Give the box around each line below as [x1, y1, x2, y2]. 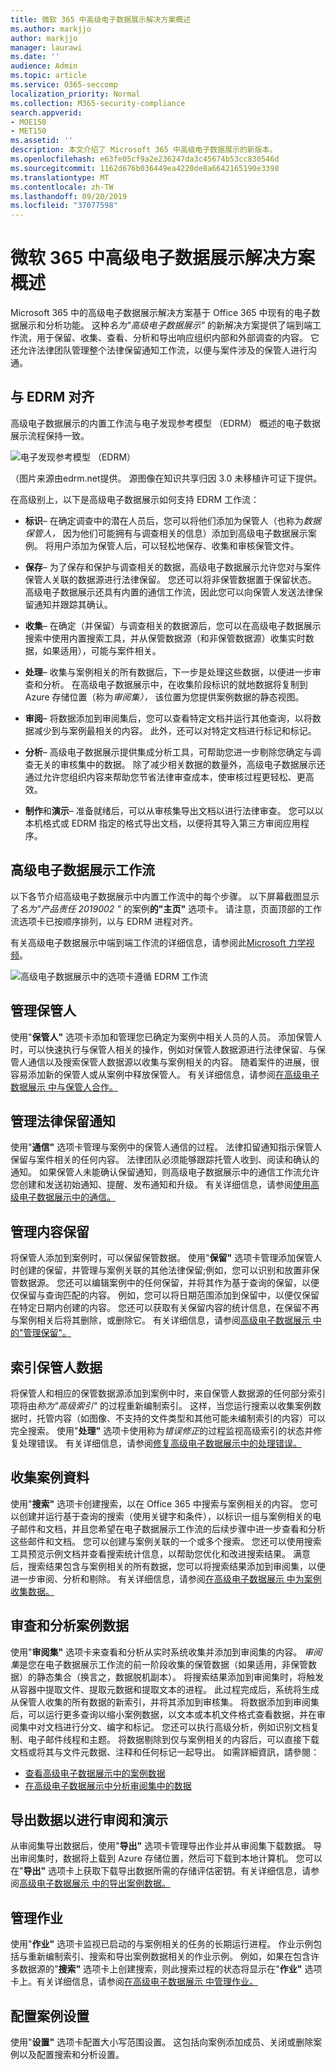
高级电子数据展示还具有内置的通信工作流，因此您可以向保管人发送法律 [24, 586, 315, 598]
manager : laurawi [10, 42, 83, 53]
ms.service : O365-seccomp [10, 80, 118, 90]
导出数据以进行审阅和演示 [10, 1811, 168, 1828]
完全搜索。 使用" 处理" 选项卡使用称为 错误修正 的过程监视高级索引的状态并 [10, 1424, 314, 1436]
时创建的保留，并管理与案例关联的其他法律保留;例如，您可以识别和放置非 [10, 1264, 312, 1276]
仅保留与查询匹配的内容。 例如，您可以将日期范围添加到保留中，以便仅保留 [10, 1289, 320, 1301]
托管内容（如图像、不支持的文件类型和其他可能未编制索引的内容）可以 [36, 1412, 326, 1424]
